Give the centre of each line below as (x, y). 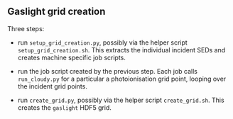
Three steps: (26, 28)
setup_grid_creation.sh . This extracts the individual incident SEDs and (121, 50)
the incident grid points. (52, 86)
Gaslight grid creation (56, 12)
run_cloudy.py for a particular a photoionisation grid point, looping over (122, 79)
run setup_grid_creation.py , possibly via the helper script (103, 42)
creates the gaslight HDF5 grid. (65, 107)
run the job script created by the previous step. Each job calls (107, 71)
